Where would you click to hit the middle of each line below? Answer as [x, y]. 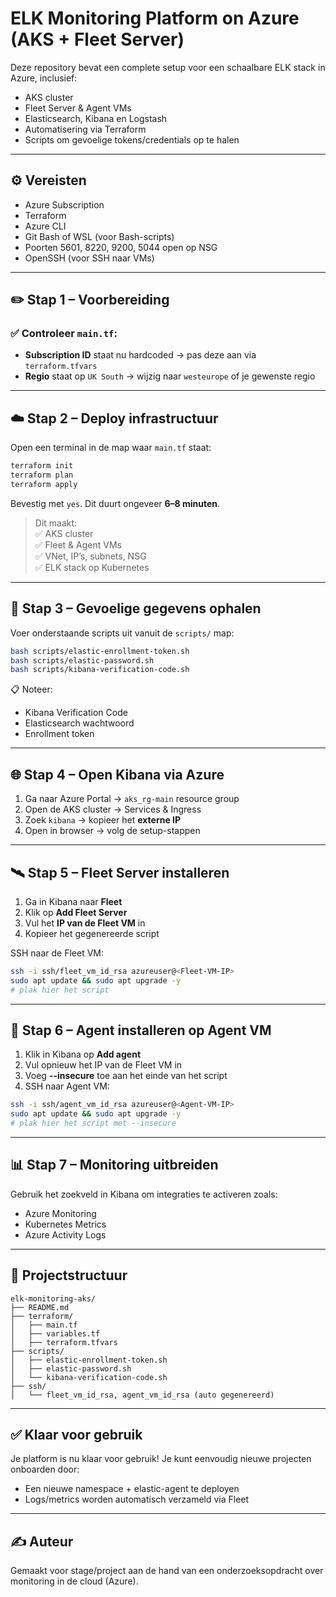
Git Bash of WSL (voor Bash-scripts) [99, 236]
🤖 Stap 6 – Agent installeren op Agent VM [141, 1030]
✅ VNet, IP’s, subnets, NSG [90, 556]
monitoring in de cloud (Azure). [74, 1581]
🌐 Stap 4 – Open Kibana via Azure [117, 774]
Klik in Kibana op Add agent [83, 1054]
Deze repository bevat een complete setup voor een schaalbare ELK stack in [168, 67]
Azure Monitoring [60, 1213]
